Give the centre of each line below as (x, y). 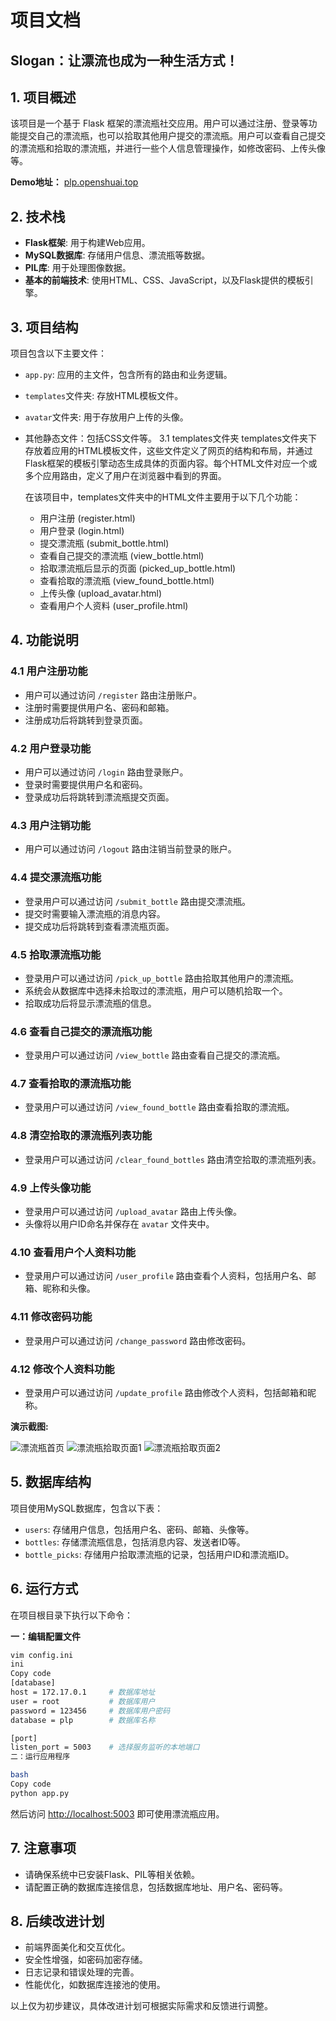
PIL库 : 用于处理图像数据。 (78, 268)
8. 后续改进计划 (57, 1921)
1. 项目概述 (43, 97)
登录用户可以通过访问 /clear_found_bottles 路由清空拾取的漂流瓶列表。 (173, 1159)
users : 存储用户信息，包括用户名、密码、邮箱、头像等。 (139, 1529)
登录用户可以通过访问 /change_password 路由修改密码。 (138, 1340)
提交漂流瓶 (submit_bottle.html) (104, 543)
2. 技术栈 (38, 216)
